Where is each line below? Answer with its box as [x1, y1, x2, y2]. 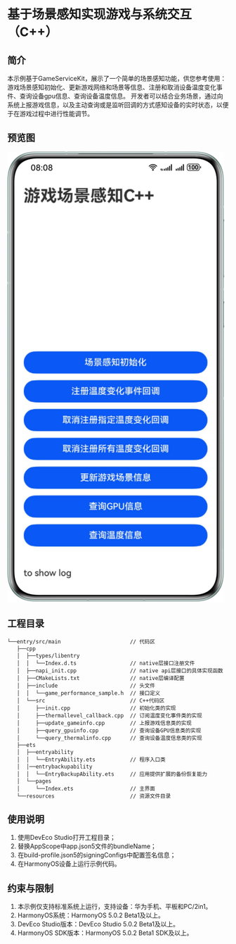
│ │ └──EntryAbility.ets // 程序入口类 [16, 756, 166, 763]
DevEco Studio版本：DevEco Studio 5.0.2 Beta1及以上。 [17, 920, 180, 929]
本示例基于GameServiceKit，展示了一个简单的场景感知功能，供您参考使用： [7, 75, 227, 82]
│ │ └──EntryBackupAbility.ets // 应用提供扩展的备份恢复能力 [16, 770, 208, 778]
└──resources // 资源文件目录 [16, 793, 171, 800]
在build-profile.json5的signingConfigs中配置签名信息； [17, 851, 176, 860]
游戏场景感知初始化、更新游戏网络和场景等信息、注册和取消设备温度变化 [7, 83, 216, 92]
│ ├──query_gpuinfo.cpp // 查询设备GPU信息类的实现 [16, 726, 202, 734]
